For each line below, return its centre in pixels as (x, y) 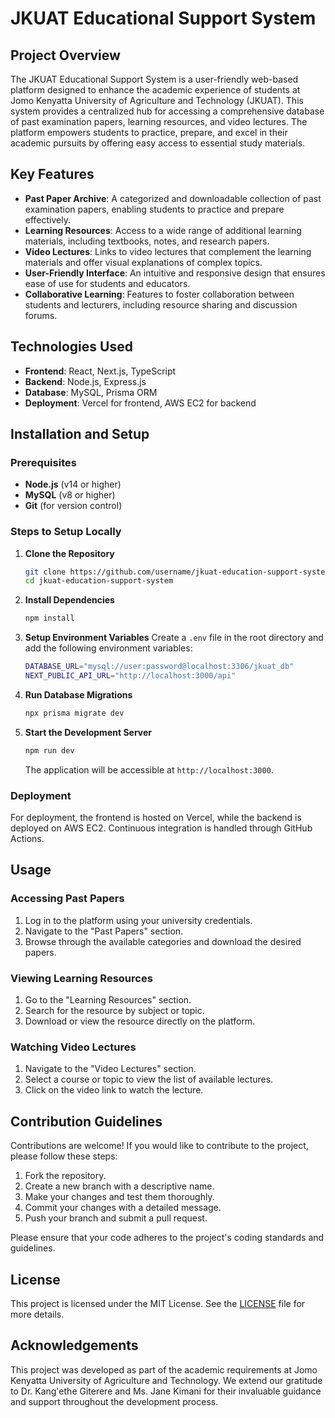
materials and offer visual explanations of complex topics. (143, 262)
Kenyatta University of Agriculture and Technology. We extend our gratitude (166, 1380)
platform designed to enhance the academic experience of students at (155, 90)
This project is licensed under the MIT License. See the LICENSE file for (158, 1303)
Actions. (27, 839)
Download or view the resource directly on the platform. (140, 1021)
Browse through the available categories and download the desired (163, 941)
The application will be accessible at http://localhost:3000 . (149, 769)
